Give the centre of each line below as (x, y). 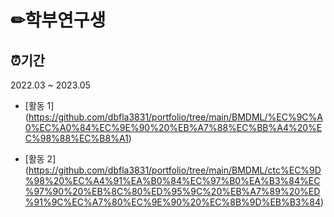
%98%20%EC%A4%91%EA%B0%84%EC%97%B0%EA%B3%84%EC (172, 180)
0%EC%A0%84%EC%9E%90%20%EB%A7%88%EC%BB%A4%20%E (173, 127)
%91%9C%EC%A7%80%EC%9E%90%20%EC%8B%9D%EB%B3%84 (172, 202)
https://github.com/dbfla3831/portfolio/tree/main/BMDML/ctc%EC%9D (175, 170)
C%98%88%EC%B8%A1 (76, 138)
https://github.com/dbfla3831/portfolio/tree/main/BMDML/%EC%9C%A (175, 117)
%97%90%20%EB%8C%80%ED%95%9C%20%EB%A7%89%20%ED (172, 191)
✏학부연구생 (58, 20)
